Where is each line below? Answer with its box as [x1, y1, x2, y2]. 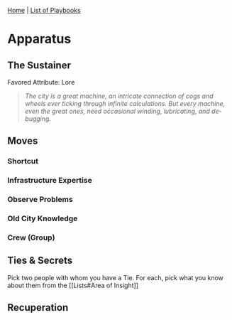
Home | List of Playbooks [7, 6, 81, 14]
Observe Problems [7, 195, 73, 205]
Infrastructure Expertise [7, 176, 92, 186]
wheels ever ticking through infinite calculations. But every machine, [24, 100, 226, 107]
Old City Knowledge [7, 213, 78, 223]
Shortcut [7, 156, 39, 166]
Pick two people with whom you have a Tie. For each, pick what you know [7, 273, 223, 282]
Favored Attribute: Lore [7, 78, 75, 86]
